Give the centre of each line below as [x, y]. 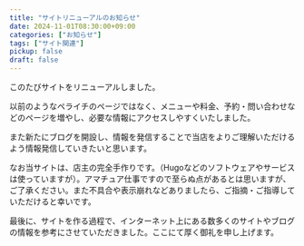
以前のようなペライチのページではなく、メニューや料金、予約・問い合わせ [148, 106]
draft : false [34, 60]
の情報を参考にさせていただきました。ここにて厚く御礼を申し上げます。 [144, 232]
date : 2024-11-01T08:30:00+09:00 [73, 26]
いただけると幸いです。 [53, 202]
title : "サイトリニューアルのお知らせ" [75, 18]
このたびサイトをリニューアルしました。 [85, 87]
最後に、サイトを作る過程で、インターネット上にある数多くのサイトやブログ [152, 221]
